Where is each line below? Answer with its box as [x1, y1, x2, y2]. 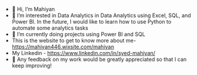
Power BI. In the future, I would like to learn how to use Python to [11, 18, 172, 25]
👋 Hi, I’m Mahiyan [11, 6, 56, 12]
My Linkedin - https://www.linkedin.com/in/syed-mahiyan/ [11, 50, 156, 56]
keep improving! [11, 62, 52, 69]
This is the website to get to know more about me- [11, 37, 136, 44]
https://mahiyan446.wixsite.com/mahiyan [11, 43, 115, 50]
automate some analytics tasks [11, 24, 88, 31]
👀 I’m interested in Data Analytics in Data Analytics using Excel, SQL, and [11, 12, 191, 19]
